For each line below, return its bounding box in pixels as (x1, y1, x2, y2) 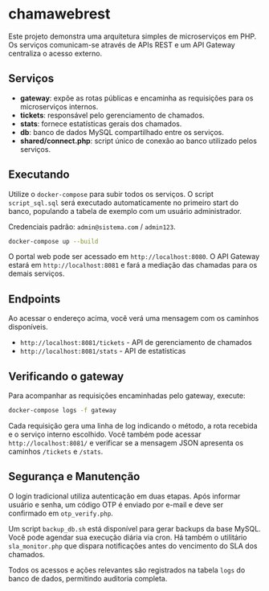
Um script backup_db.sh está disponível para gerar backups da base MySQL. (8, 523, 261, 533)
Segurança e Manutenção (8, 470, 141, 483)
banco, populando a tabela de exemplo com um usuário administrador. (8, 206, 243, 215)
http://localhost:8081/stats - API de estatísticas (19, 347, 186, 356)
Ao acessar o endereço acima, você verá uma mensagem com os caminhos (8, 314, 259, 323)
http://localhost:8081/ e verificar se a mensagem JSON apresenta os (8, 437, 243, 447)
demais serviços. (8, 269, 65, 278)
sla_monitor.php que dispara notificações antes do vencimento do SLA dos (8, 540, 258, 551)
